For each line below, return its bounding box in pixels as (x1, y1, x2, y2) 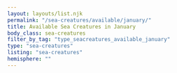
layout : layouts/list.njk (7, 10, 83, 17)
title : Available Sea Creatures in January (7, 23, 136, 30)
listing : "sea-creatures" (7, 49, 83, 56)
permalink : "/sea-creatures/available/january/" (7, 17, 152, 24)
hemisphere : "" (7, 56, 52, 63)
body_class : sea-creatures (7, 29, 86, 37)
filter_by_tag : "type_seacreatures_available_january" (7, 36, 171, 43)
